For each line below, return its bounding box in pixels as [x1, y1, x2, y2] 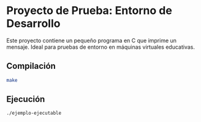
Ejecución [6, 94, 45, 104]
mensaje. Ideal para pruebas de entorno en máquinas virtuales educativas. [6, 43, 195, 51]
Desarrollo [6, 16, 61, 30]
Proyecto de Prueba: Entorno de [6, 4, 173, 18]
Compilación [6, 61, 56, 71]
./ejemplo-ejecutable [6, 110, 62, 117]
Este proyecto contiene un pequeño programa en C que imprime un [6, 37, 176, 44]
